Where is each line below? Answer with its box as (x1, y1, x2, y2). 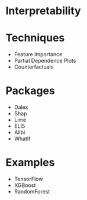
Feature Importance (14, 51, 63, 58)
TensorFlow (14, 176, 43, 182)
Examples (5, 156, 55, 169)
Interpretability (5, 4, 81, 18)
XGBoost (14, 182, 36, 189)
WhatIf (14, 135, 31, 143)
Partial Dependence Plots (14, 57, 76, 64)
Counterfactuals (14, 63, 54, 70)
